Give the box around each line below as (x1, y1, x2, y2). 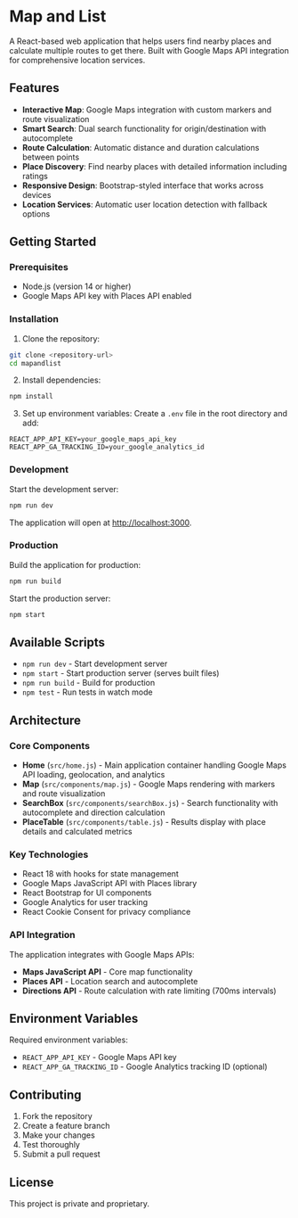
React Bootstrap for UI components (21, 887, 152, 898)
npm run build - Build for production (21, 678, 156, 688)
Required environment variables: (9, 1034, 129, 1045)
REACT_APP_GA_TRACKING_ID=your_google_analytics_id (9, 443, 205, 452)
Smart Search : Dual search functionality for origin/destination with (21, 123, 267, 134)
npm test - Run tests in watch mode (21, 687, 153, 697)
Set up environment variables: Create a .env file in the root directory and (21, 408, 287, 419)
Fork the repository (21, 1111, 93, 1122)
